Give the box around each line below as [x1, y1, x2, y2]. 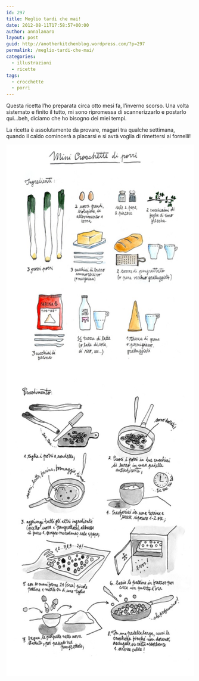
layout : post [6, 35, 39, 41]
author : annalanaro [6, 29, 55, 35]
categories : [6, 54, 36, 60]
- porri [11, 85, 31, 91]
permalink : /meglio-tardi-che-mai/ [6, 48, 95, 54]
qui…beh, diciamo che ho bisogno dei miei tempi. [6, 115, 127, 122]
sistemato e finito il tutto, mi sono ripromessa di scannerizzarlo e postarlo [6, 108, 186, 116]
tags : [6, 72, 20, 79]
